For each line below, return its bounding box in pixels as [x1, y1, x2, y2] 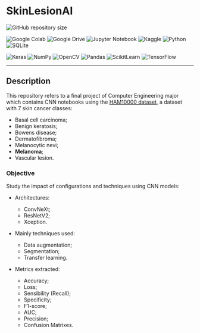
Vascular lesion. [14, 154, 54, 161]
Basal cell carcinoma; [14, 116, 67, 123]
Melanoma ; [14, 148, 43, 155]
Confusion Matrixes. [23, 322, 74, 329]
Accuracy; [23, 277, 49, 284]
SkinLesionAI [6, 4, 73, 18]
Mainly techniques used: [14, 230, 76, 237]
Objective [6, 169, 35, 177]
